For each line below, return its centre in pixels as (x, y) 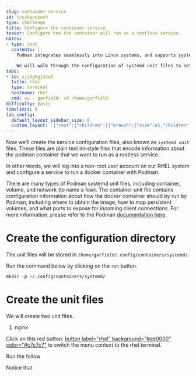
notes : (14, 39)
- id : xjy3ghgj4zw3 (30, 77)
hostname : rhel (30, 93)
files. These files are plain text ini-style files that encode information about (95, 148)
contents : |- (27, 50)
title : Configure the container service (56, 28)
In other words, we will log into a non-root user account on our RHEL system (98, 166)
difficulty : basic (28, 104)
